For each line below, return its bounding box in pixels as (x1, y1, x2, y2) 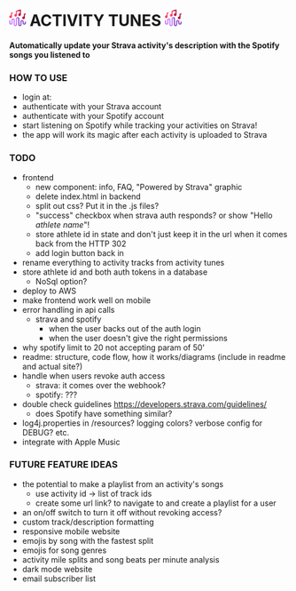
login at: (21, 92, 52, 102)
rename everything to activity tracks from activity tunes (21, 257, 225, 268)
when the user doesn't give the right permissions (48, 332, 228, 343)
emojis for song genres (21, 545, 107, 555)
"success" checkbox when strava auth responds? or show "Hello (35, 210, 273, 220)
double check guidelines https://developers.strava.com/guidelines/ (21, 398, 268, 409)
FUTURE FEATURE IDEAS (9, 459, 118, 471)
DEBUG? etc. (21, 427, 70, 437)
